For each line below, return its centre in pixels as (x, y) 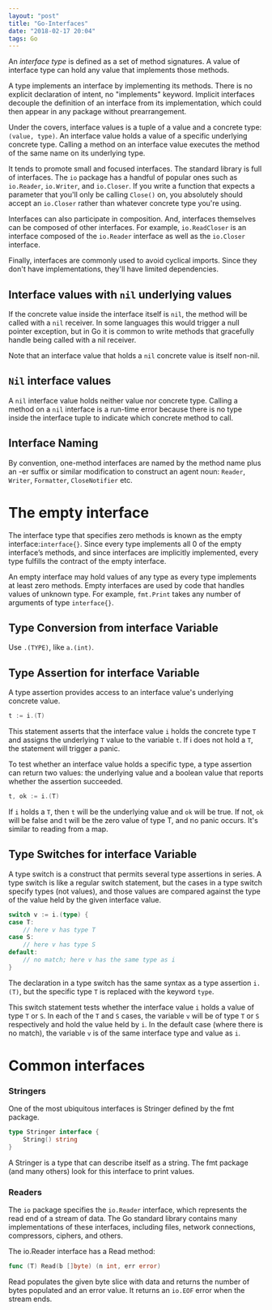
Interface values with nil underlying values (120, 294)
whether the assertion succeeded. (66, 782)
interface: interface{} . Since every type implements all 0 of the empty (125, 544)
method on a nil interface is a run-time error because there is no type (125, 409)
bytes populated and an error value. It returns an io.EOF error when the (127, 1291)
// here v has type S (59, 945)
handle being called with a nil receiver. (72, 340)
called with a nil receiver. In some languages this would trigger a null (124, 323)
